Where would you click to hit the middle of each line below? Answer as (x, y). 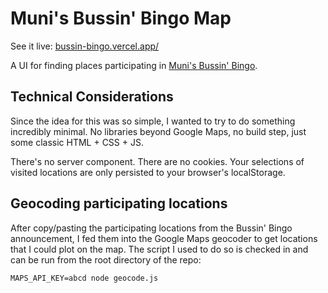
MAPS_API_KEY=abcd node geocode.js (84, 278)
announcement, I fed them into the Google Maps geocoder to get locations (164, 238)
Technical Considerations (92, 97)
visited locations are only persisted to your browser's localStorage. (148, 172)
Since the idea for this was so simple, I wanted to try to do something (153, 121)
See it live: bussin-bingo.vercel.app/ (85, 46)
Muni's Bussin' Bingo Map (121, 18)
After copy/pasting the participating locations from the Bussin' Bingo (151, 228)
